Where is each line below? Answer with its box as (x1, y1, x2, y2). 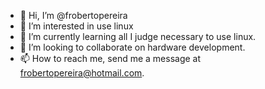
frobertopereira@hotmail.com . (19, 67, 145, 79)
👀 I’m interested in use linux (19, 20, 134, 32)
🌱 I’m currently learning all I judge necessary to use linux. (19, 31, 257, 42)
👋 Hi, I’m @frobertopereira (19, 10, 128, 21)
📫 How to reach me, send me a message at (19, 53, 202, 64)
